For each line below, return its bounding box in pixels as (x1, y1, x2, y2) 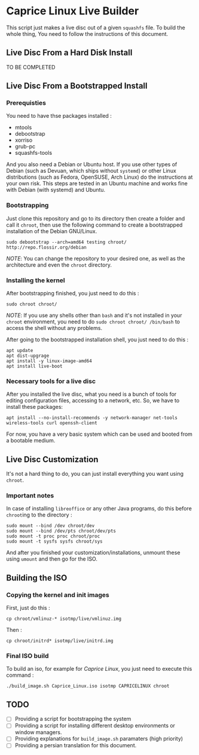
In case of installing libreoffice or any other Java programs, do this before (6, 505, 192, 512)
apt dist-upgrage (6, 353, 50, 359)
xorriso (14, 136, 33, 144)
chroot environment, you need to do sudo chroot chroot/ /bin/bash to (6, 318, 180, 325)
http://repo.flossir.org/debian (6, 244, 87, 250)
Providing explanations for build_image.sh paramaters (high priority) (14, 735, 183, 742)
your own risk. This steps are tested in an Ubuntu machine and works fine (6, 180, 188, 187)
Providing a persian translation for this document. (14, 742, 137, 749)
